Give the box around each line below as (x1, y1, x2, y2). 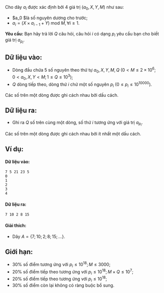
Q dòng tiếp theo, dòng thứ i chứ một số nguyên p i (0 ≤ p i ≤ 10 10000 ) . (12, 80, 152, 88)
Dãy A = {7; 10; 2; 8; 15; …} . (12, 233, 65, 240)
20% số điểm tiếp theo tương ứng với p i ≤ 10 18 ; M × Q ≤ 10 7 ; (12, 267, 134, 276)
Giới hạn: (5, 248, 33, 256)
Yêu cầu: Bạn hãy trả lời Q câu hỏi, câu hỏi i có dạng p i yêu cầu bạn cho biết (5, 30, 159, 38)
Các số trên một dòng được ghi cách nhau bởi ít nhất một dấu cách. (5, 131, 141, 136)
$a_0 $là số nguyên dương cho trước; (12, 15, 88, 21)
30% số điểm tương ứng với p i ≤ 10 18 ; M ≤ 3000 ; (12, 261, 111, 268)
